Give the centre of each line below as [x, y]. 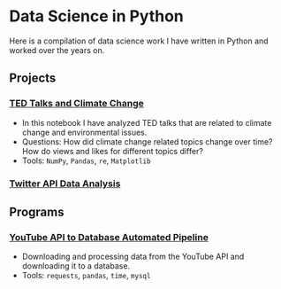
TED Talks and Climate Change [76, 104]
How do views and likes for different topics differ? [112, 151]
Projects [33, 78]
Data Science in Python [96, 16]
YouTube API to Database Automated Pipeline [109, 237]
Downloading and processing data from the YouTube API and [133, 257]
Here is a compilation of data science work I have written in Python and [139, 41]
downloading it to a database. [76, 266]
